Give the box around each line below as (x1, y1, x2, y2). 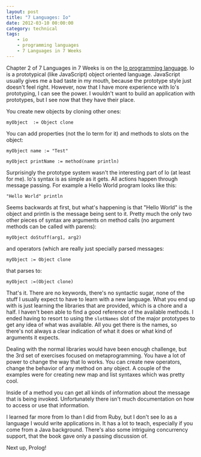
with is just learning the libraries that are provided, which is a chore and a (6, 302, 187, 309)
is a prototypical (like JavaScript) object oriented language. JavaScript (6, 70, 180, 78)
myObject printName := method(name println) (6, 158, 119, 164)
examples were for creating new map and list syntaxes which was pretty (6, 371, 185, 378)
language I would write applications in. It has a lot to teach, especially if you (6, 419, 193, 426)
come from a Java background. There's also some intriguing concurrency (6, 426, 188, 433)
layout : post (6, 8, 39, 15)
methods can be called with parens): (6, 223, 97, 230)
